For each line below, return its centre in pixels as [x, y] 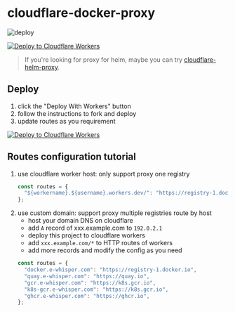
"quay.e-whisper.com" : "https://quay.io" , [87, 276]
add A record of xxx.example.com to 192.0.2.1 [95, 228]
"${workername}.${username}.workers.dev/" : [88, 193]
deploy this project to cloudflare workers [87, 235]
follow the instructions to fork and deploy [77, 113]
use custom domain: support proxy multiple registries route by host [114, 213]
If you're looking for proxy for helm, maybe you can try [103, 59]
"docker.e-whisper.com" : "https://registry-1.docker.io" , [110, 270]
